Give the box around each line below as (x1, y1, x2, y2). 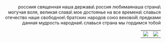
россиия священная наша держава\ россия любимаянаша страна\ (18, 4, 161, 9)
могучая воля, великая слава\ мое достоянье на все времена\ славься (8, 9, 161, 15)
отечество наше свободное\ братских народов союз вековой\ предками (5, 14, 161, 20)
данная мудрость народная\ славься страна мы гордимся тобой (22, 20, 161, 25)
